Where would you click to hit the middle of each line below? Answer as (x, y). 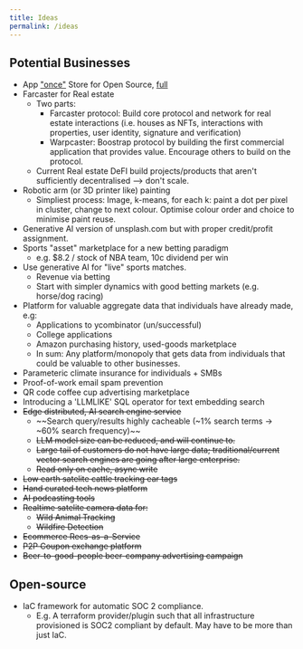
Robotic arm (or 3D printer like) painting (96, 190)
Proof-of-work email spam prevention (93, 383)
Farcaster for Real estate (68, 94)
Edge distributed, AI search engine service (102, 412)
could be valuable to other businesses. (108, 364)
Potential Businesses (70, 63)
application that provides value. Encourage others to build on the (170, 152)
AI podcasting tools (58, 498)
